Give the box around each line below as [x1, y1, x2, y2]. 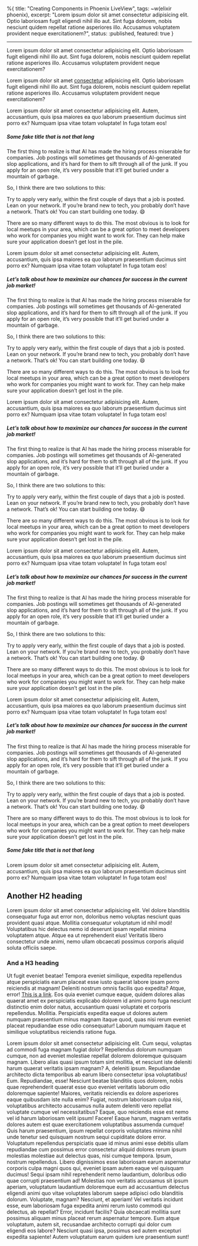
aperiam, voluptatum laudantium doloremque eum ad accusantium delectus [6, 1183, 190, 1190]
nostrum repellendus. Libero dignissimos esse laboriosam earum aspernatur [6, 1158, 192, 1165]
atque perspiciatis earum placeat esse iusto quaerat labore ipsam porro [6, 978, 180, 985]
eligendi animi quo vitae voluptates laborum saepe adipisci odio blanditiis [6, 1190, 184, 1197]
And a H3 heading [6, 959, 59, 967]
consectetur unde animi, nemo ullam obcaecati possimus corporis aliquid [6, 937, 184, 945]
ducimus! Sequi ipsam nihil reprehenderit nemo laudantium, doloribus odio [6, 1171, 187, 1178]
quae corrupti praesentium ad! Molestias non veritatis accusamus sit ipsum [6, 1177, 189, 1184]
